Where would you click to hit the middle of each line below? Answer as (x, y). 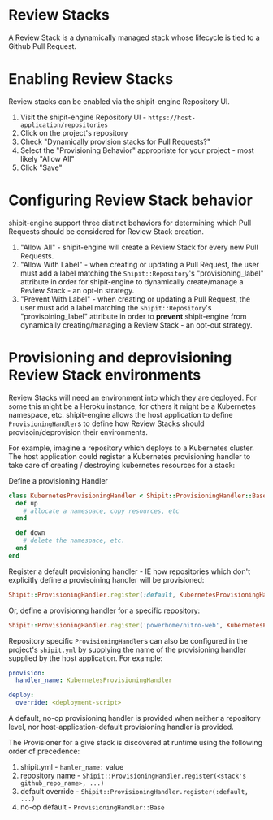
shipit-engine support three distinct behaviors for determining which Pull (130, 223)
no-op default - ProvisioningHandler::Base (92, 807)
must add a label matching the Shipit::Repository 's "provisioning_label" (142, 273)
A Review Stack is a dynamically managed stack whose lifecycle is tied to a (134, 37)
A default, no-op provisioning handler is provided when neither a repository (135, 718)
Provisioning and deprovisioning (120, 358)
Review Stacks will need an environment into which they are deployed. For (133, 397)
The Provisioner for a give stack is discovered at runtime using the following (135, 742)
